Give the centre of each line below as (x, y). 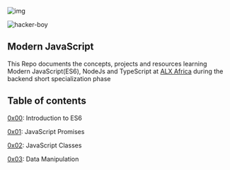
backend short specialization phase (59, 78)
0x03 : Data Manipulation (43, 159)
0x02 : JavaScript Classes (45, 145)
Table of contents (47, 101)
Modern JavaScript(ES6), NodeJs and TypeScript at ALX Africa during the (115, 71)
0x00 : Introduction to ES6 (45, 118)
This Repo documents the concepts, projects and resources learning (107, 63)
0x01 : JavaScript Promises (46, 131)
